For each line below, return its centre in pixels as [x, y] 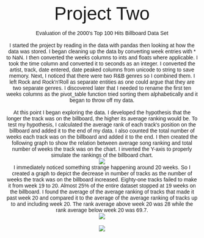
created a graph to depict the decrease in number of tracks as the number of [102, 174]
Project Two [102, 13]
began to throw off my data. [102, 100]
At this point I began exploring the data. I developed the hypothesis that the [102, 113]
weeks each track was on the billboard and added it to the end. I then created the [102, 137]
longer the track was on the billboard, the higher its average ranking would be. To [102, 119]
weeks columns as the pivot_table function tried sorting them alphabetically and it [102, 94]
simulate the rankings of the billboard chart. [102, 155]
